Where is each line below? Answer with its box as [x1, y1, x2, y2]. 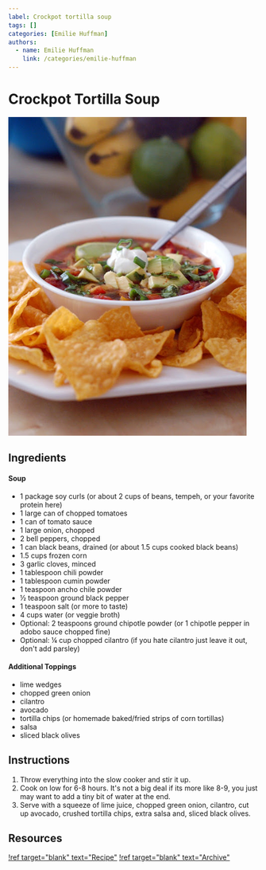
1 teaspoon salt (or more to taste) [19, 602, 129, 611]
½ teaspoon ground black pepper [19, 593, 129, 602]
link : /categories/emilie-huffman [22, 55, 137, 63]
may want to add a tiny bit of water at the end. [19, 791, 171, 801]
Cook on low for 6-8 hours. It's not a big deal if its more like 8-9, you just [19, 783, 258, 793]
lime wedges [19, 680, 62, 689]
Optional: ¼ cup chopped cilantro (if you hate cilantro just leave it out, [19, 635, 248, 645]
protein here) [19, 500, 63, 509]
